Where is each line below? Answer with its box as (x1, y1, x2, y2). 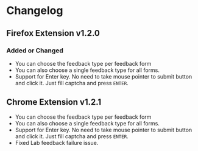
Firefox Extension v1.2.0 (6, 28, 101, 38)
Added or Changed (6, 46, 64, 55)
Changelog (6, 4, 63, 18)
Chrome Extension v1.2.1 (6, 97, 102, 107)
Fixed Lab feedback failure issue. (15, 139, 99, 146)
